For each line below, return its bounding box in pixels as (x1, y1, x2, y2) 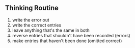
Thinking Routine (5, 4, 59, 12)
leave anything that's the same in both (12, 27, 90, 33)
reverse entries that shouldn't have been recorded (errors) (12, 32, 131, 38)
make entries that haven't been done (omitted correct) (12, 38, 122, 44)
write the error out (12, 17, 50, 23)
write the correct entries (12, 22, 61, 28)
